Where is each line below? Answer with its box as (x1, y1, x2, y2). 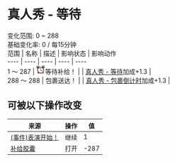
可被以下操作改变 (7, 99, 82, 111)
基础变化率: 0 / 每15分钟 (7, 40, 76, 48)
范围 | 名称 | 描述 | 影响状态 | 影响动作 (7, 49, 117, 58)
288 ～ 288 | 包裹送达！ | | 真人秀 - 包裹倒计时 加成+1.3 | (7, 76, 171, 85)
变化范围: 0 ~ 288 (7, 31, 59, 40)
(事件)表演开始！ (10, 133, 59, 141)
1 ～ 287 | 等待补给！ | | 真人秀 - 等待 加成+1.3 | (7, 67, 152, 76)
